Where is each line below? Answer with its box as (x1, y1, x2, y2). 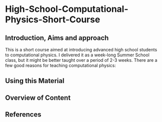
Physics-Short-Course (5, 14, 100, 25)
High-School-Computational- (5, 3, 128, 15)
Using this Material (5, 77, 65, 85)
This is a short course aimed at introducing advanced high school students (5, 47, 157, 52)
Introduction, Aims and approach (5, 34, 109, 42)
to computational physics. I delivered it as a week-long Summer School (5, 52, 150, 58)
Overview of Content (5, 93, 71, 102)
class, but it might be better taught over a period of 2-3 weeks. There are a (5, 57, 158, 63)
